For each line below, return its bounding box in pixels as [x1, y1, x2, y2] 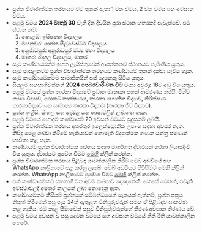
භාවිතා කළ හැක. [12, 136, 52, 143]
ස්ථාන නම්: [12, 26, 38, 33]
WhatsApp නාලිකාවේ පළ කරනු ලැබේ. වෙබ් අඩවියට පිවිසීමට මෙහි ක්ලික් [12, 164, 185, 171]
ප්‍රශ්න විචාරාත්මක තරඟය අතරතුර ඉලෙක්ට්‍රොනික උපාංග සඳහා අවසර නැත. [12, 123, 185, 129]
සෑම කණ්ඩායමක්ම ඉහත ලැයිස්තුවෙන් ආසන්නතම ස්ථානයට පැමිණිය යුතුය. [12, 61, 185, 67]
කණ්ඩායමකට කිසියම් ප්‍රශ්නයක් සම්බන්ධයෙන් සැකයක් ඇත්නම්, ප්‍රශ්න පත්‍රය [12, 191, 184, 199]
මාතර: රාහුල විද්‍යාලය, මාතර [21, 53, 88, 61]
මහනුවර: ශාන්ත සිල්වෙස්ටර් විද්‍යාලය [21, 40, 107, 47]
